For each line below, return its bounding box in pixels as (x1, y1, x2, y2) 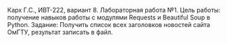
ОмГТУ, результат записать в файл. (7, 28, 113, 36)
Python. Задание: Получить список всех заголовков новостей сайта (7, 21, 211, 28)
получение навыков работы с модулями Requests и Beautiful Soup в (7, 13, 211, 21)
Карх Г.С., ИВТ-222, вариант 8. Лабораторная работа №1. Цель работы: (7, 6, 221, 14)
